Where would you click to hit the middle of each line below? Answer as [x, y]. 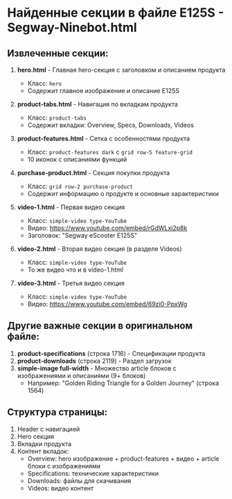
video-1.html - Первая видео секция [71, 207]
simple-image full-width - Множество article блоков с [97, 368]
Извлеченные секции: [58, 53]
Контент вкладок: [43, 451]
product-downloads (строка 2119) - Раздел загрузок [94, 361]
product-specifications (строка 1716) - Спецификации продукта [111, 353]
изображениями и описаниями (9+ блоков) [81, 375]
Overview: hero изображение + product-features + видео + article [123, 458]
